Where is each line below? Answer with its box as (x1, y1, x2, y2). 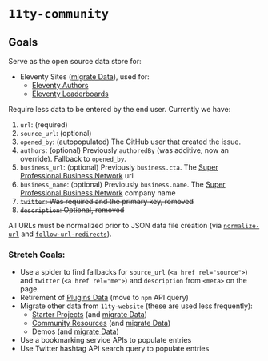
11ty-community (8, 6, 110, 22)
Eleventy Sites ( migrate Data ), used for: (19, 72, 150, 82)
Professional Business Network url (19, 171, 134, 180)
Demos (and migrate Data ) (31, 327, 120, 336)
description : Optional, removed (19, 205, 125, 215)
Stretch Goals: (8, 249, 66, 260)
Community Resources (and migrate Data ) (31, 319, 171, 328)
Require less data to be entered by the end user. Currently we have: (8, 105, 231, 114)
